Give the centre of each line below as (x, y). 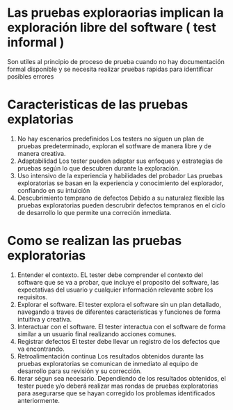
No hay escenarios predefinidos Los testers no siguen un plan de (111, 139)
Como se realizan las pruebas (95, 241)
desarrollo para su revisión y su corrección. (80, 371)
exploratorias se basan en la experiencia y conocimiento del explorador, (120, 183)
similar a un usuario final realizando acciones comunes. (97, 334)
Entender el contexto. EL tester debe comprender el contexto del (110, 275)
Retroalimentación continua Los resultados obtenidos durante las (110, 356)
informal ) (36, 42)
